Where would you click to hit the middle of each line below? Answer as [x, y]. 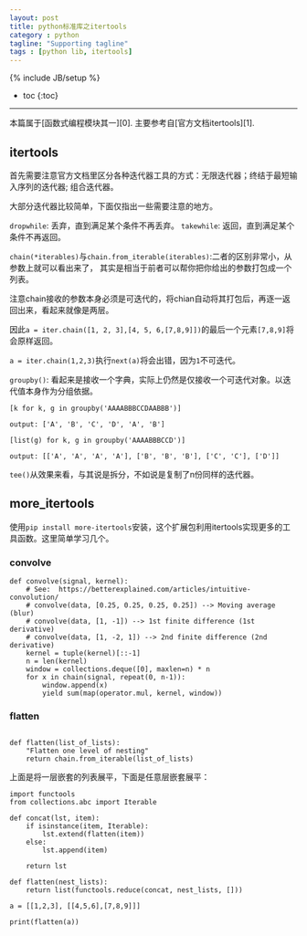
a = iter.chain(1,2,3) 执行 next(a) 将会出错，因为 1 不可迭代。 [125, 360]
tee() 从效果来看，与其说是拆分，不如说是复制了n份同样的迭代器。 [134, 474]
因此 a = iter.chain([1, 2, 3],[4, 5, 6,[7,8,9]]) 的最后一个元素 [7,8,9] [148, 329]
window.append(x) [75, 686]
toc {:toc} [41, 96]
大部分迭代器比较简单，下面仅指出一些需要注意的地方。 [113, 205]
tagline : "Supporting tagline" [69, 43]
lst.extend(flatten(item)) [94, 835]
